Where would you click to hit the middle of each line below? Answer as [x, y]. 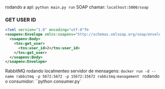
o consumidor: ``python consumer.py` [43, 81]
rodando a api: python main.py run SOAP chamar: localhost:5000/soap [77, 7]
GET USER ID [21, 20]
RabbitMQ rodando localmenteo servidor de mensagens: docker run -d [77, 71]
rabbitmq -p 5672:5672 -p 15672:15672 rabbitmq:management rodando [88, 76]
